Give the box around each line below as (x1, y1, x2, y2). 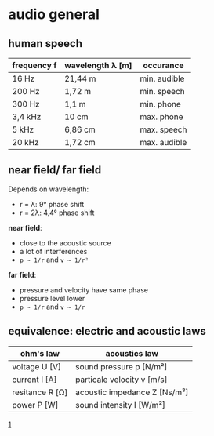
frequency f (12, 60, 57, 71)
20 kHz (12, 137, 39, 147)
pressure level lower (19, 293, 85, 303)
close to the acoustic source (19, 238, 111, 248)
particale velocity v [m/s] (75, 374, 168, 385)
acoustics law (105, 347, 159, 358)
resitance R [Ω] (12, 387, 68, 398)
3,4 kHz (12, 111, 42, 122)
